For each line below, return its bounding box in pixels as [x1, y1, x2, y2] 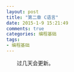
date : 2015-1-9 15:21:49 [6, 20, 69, 26]
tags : [6, 37, 20, 43]
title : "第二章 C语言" [6, 14, 59, 20]
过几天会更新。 [16, 59, 54, 67]
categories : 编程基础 [6, 31, 57, 37]
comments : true [6, 25, 45, 32]
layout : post [6, 8, 39, 15]
